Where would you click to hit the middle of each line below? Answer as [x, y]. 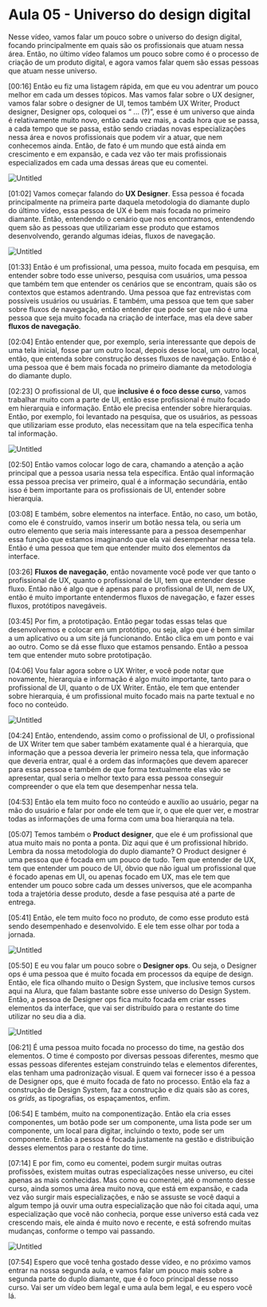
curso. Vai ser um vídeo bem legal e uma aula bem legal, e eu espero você [130, 1287]
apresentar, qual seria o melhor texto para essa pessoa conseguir [116, 778]
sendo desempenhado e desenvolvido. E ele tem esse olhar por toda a [124, 926]
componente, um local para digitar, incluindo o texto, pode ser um [116, 1131]
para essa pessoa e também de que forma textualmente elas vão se [120, 769]
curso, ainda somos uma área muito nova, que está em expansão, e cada [128, 1188]
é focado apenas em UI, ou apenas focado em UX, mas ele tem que [119, 877]
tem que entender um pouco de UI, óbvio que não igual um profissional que [132, 868]
